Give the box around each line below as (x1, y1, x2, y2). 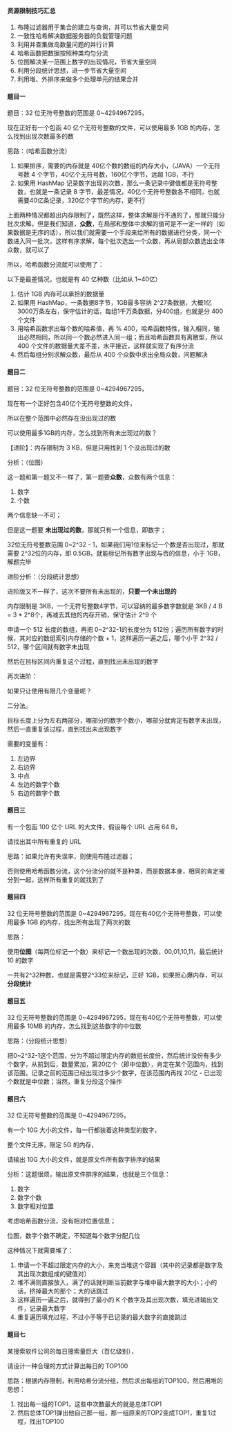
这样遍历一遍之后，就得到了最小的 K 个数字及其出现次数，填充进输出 (17, 1296, 213, 1304)
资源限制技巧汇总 (7, 6, 56, 15)
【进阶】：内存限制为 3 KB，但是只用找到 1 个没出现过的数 (7, 443, 171, 452)
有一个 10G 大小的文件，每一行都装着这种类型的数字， (7, 1126, 161, 1134)
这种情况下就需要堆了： (7, 1246, 74, 1255)
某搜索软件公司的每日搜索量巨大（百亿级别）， (7, 1347, 137, 1355)
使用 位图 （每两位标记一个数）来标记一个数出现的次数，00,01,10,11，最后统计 (7, 948, 224, 956)
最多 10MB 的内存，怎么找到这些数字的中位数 (12, 1022, 142, 1030)
